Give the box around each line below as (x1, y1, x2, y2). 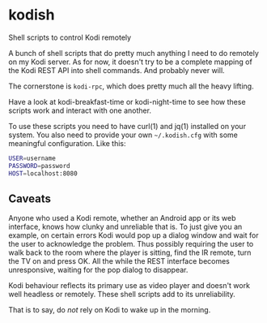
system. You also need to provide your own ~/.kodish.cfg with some (8, 130, 239, 140)
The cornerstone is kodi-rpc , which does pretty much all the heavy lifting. (8, 81, 254, 91)
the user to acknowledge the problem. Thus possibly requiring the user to (8, 239, 254, 249)
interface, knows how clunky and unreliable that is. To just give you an (8, 222, 243, 232)
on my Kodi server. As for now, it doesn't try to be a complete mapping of (8, 57, 252, 67)
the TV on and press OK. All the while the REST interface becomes (8, 256, 231, 266)
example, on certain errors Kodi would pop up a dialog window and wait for (8, 230, 259, 240)
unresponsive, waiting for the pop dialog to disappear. (8, 265, 189, 275)
